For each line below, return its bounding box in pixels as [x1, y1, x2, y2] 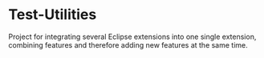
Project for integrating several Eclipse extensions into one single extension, [8, 32, 257, 41]
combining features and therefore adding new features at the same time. [8, 40, 249, 49]
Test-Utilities [8, 6, 97, 24]
